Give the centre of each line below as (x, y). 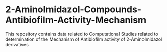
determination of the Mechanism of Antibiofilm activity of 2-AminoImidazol (84, 39)
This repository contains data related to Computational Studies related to (82, 34)
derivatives (17, 44)
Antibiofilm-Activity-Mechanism (76, 20)
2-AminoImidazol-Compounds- (74, 9)
